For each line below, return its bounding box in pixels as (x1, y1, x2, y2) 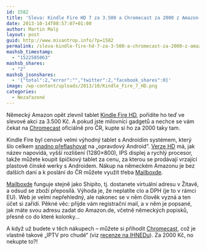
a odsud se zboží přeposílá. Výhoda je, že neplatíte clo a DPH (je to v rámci (6, 187, 196, 194)
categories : (6, 89, 37, 95)
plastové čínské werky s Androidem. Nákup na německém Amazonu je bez (6, 162, 195, 169)
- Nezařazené (12, 94, 45, 100)
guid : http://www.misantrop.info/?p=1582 (6, 37, 114, 43)
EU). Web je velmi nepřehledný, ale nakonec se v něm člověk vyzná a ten (6, 193, 191, 201)
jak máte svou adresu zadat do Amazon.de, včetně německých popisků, (6, 206, 188, 214)
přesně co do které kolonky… (6, 212, 80, 220)
